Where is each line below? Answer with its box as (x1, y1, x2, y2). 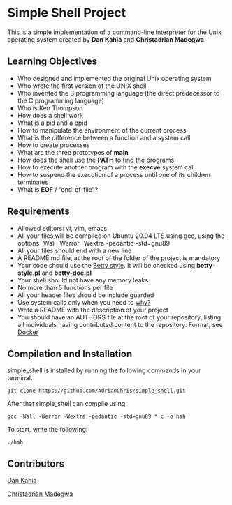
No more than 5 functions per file (17, 283, 113, 292)
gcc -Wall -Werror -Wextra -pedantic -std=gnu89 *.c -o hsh (7, 413, 187, 420)
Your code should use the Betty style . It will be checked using (17, 261, 196, 269)
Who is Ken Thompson (17, 103, 83, 112)
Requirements (7, 206, 70, 218)
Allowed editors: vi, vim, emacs (17, 224, 108, 232)
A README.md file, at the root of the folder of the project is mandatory (17, 253, 221, 262)
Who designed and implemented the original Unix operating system (17, 74, 212, 82)
